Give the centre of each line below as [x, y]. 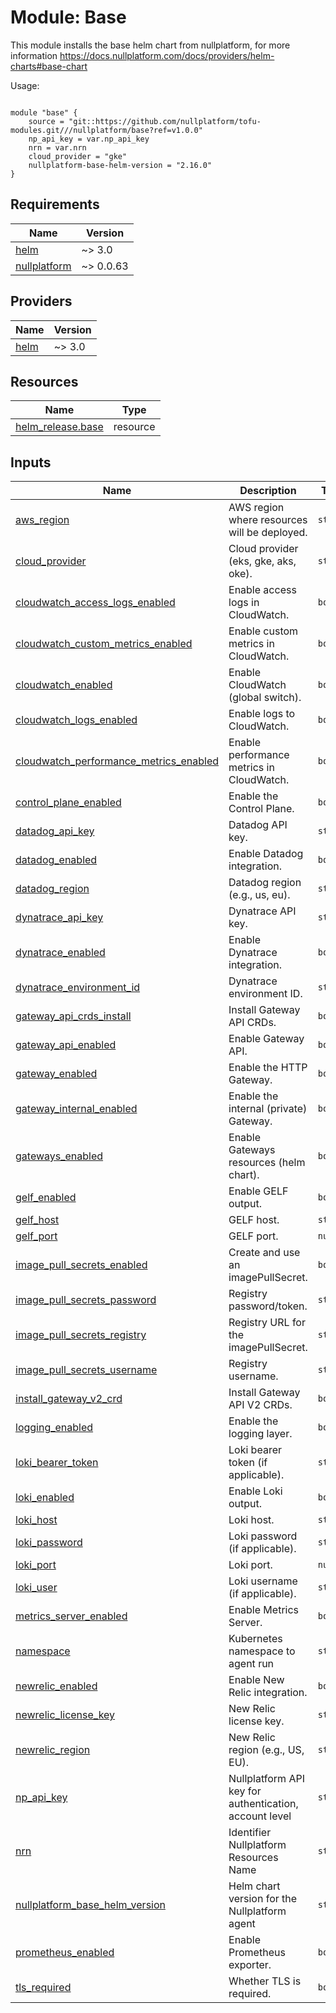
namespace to [262, 1651]
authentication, [263, 1804]
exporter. [250, 1965]
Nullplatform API [266, 1779]
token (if [248, 1463]
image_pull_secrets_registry [81, 1335]
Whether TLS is [265, 1981]
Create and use [264, 1253]
